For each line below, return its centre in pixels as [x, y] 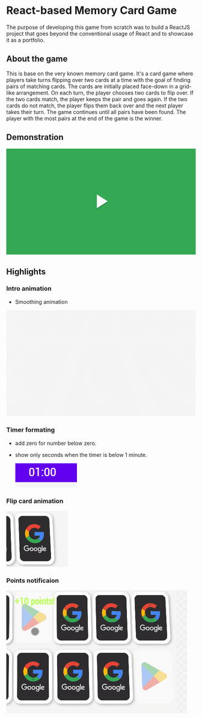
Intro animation [29, 289]
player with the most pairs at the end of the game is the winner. [84, 118]
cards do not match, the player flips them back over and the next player [95, 105]
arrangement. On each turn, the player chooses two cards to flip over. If [105, 93]
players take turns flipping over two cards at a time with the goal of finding [99, 80]
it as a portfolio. [26, 40]
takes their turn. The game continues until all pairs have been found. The [96, 112]
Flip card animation [35, 501]
